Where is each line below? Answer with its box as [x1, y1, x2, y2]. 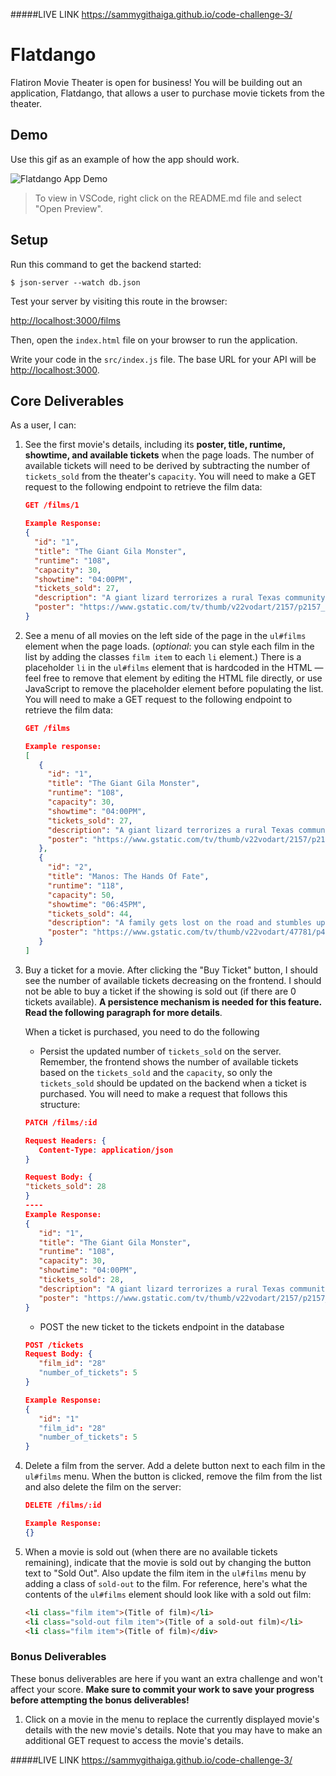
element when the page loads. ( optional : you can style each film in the [24, 640, 315, 652]
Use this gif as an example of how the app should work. [10, 153, 240, 165]
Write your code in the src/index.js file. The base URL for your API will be [10, 353, 317, 365]
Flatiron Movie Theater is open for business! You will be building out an [10, 76, 303, 88]
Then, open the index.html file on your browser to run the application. [10, 334, 298, 346]
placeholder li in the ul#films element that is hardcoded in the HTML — [24, 661, 324, 673]
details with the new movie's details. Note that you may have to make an [24, 1724, 323, 1736]
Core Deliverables [10, 392, 125, 409]
